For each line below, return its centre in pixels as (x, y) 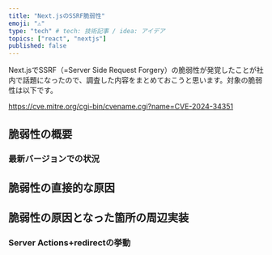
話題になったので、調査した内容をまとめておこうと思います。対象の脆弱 (142, 80)
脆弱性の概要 (40, 134)
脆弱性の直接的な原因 (62, 187)
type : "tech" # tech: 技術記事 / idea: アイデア (87, 31)
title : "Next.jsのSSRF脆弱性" (57, 16)
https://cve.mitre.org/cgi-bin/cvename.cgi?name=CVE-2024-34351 (121, 107)
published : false (38, 46)
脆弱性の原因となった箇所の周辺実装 (99, 218)
